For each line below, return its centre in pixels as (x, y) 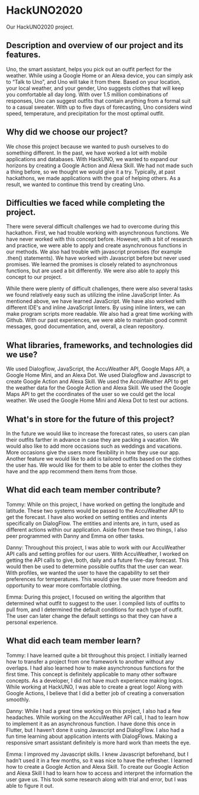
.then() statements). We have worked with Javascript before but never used (98, 258)
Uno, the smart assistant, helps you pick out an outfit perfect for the (89, 69)
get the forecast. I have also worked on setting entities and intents (87, 517)
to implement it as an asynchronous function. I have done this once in (91, 724)
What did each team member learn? (73, 641)
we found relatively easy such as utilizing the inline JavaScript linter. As (93, 295)
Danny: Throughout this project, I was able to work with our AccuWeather (96, 547)
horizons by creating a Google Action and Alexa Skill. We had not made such (99, 165)
